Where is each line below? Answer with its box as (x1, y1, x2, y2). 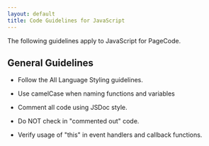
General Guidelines (7, 57, 94, 69)
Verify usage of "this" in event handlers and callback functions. (17, 130, 203, 139)
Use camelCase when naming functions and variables (17, 89, 175, 98)
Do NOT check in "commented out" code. (17, 117, 140, 125)
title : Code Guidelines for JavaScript (7, 17, 125, 24)
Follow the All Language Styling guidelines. (17, 76, 143, 84)
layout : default (7, 10, 55, 18)
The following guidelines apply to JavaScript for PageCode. (7, 36, 181, 45)
